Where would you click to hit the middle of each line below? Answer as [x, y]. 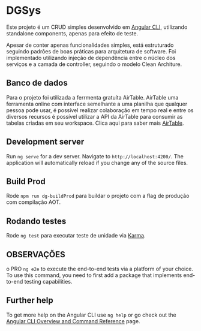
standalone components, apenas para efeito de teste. [72, 33]
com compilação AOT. [34, 202]
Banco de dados [37, 83]
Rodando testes [36, 221]
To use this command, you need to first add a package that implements [94, 275]
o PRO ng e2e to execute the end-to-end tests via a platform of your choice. [100, 269]
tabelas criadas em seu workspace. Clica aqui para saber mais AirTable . [95, 123]
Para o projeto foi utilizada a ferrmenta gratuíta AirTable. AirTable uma [92, 97]
